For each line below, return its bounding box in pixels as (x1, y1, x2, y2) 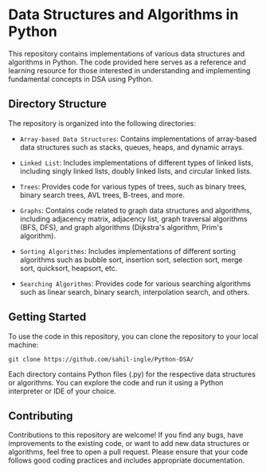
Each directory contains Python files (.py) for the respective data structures (8, 369, 256, 379)
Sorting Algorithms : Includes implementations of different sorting (19, 246, 237, 256)
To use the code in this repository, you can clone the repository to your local (8, 331, 259, 341)
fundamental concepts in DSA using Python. (8, 74, 154, 84)
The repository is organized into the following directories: (8, 118, 197, 128)
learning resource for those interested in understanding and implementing (8, 65, 251, 75)
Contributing (8, 408, 73, 423)
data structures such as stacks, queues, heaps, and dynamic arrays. (19, 142, 244, 152)
